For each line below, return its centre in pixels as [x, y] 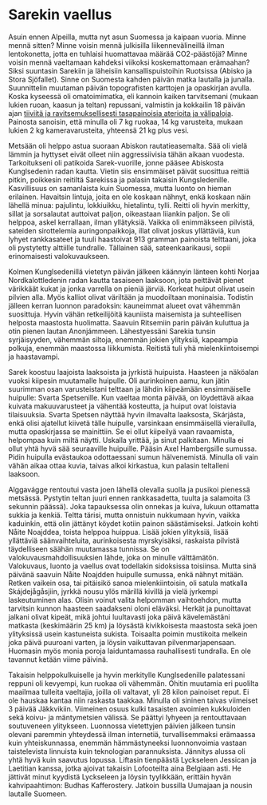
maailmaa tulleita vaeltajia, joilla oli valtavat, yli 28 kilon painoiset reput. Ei [129, 691]
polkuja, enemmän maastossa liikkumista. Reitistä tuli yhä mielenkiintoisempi [134, 348]
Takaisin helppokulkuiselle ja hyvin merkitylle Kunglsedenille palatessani [127, 675]
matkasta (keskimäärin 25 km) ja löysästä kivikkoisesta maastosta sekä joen [133, 625]
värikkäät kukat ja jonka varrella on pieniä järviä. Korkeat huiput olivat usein [132, 289]
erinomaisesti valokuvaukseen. [59, 256]
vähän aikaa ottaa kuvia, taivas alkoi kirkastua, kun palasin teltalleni [119, 465]
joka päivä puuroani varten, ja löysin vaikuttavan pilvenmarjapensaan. [122, 642]
